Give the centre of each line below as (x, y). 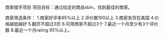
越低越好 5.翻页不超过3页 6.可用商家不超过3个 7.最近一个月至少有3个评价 (84, 24)
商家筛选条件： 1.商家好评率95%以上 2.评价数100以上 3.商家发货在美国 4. (80, 18)
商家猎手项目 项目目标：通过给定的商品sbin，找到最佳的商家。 (69, 7)
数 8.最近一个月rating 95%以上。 (39, 30)
